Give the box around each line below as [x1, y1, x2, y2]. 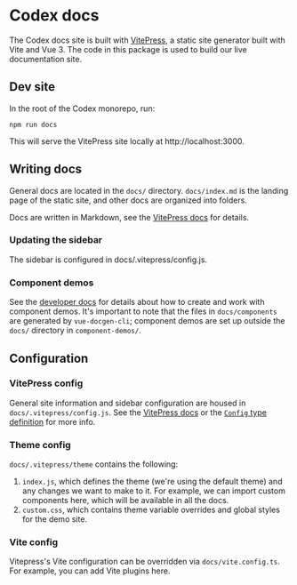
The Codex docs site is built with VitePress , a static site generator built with [9, 35, 286, 45]
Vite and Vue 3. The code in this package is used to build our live [9, 44, 247, 54]
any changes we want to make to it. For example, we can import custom [21, 485, 286, 496]
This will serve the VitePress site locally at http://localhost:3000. [9, 135, 245, 147]
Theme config [9, 438, 71, 451]
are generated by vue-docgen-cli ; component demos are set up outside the [9, 316, 285, 326]
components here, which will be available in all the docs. [21, 495, 229, 506]
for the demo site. [21, 514, 87, 525]
